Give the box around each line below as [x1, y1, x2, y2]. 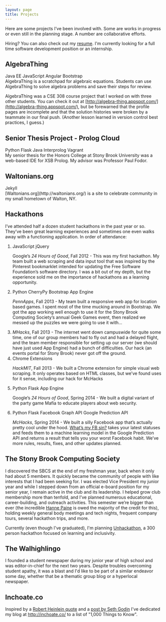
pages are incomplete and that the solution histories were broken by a [5, 109, 148, 115]
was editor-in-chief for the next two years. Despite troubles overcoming [5, 563, 152, 569]
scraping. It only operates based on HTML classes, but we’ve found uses [12, 370, 162, 376]
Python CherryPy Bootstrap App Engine [12, 288, 94, 295]
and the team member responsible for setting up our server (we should [12, 339, 158, 345]
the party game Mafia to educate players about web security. [12, 400, 137, 406]
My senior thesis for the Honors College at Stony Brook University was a [5, 152, 153, 159]
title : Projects [5, 12, 39, 17]
